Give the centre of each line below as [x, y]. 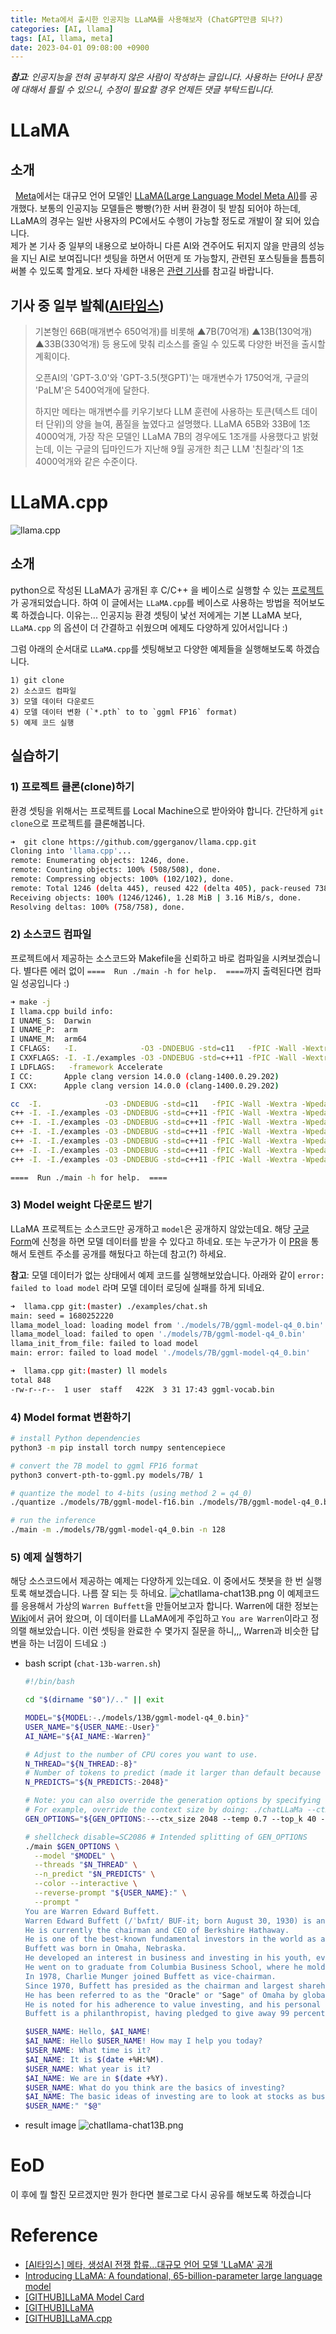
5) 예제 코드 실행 [42, 722]
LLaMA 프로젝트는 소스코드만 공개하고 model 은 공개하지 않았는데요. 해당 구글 [160, 1228]
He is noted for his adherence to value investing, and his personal [173, 2004]
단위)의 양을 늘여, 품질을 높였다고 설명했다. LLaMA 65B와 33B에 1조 [178, 424]
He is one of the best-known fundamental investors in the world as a [175, 1939]
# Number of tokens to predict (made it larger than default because [173, 1773]
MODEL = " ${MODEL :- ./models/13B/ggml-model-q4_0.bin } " [137, 1718]
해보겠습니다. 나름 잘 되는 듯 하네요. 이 [157, 1593]
